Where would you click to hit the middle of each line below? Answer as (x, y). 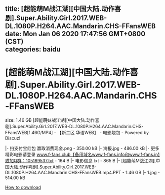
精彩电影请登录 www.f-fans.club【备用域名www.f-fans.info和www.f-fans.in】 (83, 154)
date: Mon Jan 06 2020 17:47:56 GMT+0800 (75, 34)
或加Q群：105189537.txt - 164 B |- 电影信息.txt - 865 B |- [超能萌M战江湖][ (81, 161)
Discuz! (13, 138)
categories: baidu (33, 49)
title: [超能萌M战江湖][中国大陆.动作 (60, 9)
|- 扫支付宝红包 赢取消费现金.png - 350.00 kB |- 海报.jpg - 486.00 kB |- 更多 (82, 148)
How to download (23, 188)
